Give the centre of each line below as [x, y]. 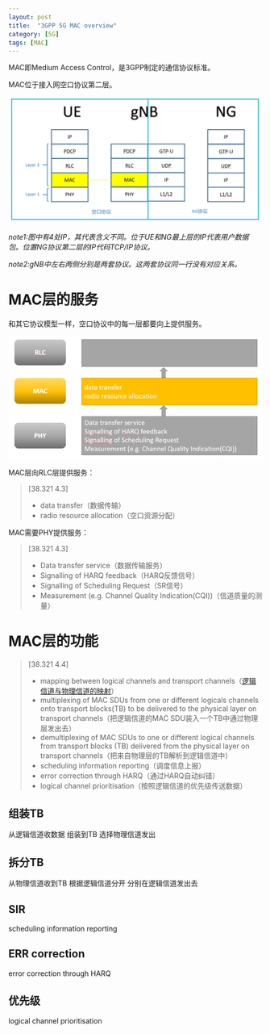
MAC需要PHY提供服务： [48, 532]
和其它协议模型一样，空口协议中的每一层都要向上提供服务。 [107, 324]
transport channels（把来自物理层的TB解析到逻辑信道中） [136, 756]
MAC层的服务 [54, 300]
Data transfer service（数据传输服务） [103, 565]
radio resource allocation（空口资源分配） [110, 515]
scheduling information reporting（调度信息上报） [123, 765]
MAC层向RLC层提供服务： [52, 472]
